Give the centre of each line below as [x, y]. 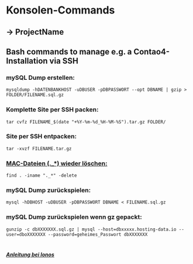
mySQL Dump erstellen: [40, 77]
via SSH [64, 61]
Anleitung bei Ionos [30, 254]
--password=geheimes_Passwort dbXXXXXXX [98, 234]
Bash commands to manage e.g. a [69, 51]
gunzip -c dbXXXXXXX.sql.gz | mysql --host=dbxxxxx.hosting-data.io [91, 229]
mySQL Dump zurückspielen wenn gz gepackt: [74, 217]
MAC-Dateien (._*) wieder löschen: [57, 163]
